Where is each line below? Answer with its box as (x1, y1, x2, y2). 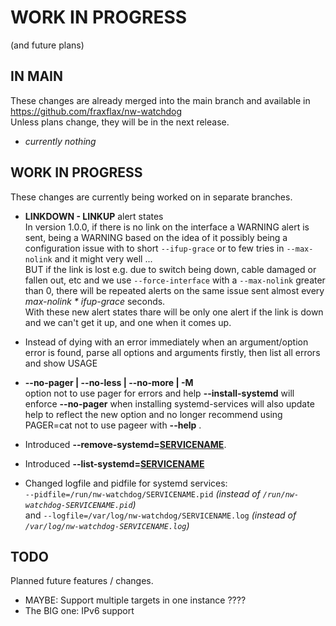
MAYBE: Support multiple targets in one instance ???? (24, 594, 247, 606)
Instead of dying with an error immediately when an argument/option (24, 336, 309, 348)
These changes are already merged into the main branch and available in (10, 94, 311, 106)
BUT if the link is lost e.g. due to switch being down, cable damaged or (24, 263, 317, 275)
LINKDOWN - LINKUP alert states (24, 210, 164, 222)
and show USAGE (24, 357, 98, 369)
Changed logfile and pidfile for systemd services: (24, 477, 228, 489)
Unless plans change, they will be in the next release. (10, 116, 230, 128)
